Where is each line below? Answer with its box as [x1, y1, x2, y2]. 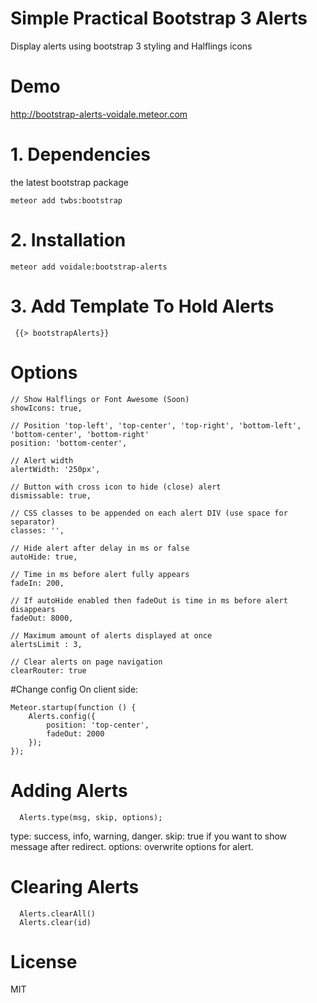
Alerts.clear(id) [19, 917, 92, 927]
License [10, 950, 78, 973]
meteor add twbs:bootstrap [10, 195, 123, 206]
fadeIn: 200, [10, 578, 65, 588]
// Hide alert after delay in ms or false [10, 543, 190, 553]
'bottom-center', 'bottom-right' [10, 429, 150, 439]
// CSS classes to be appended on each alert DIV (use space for [10, 508, 288, 518]
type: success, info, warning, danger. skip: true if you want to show [10, 830, 288, 842]
